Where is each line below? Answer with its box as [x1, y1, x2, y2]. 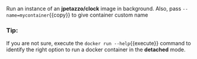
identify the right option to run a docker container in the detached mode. [6, 46, 186, 53]
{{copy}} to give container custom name [49, 11, 148, 18]
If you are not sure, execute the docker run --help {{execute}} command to [6, 40, 192, 47]
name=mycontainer [6, 13, 50, 18]
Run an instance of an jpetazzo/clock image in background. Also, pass [6, 5, 181, 12]
